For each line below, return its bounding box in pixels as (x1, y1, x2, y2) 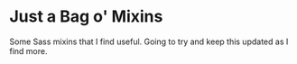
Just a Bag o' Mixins (9, 6, 163, 27)
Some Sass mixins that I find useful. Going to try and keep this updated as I (9, 36, 289, 47)
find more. (9, 45, 48, 56)
